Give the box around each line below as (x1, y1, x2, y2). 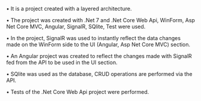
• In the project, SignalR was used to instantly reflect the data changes (6, 35, 181, 41)
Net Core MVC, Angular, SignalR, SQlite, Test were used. (6, 23, 146, 30)
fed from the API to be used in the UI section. (6, 59, 118, 66)
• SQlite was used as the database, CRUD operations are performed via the (6, 71, 193, 77)
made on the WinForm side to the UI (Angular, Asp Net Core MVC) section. (6, 41, 191, 48)
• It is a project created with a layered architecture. (6, 5, 132, 12)
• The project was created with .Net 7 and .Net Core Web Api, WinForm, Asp (6, 17, 195, 23)
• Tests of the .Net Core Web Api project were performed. (6, 88, 149, 95)
